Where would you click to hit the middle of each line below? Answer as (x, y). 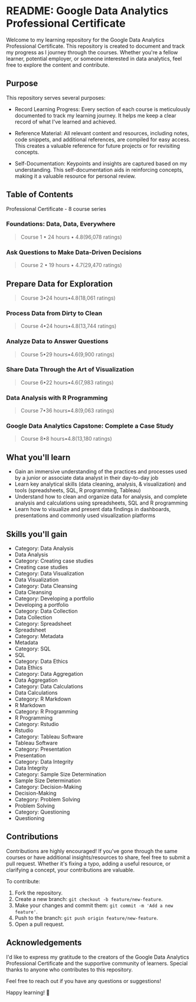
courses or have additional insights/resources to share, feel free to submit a (98, 857)
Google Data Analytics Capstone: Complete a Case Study (90, 426)
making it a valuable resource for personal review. (75, 176)
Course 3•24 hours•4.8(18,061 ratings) (68, 298)
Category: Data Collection (46, 611)
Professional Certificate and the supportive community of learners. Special (97, 963)
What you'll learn (38, 457)
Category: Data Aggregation (49, 674)
